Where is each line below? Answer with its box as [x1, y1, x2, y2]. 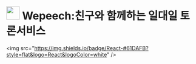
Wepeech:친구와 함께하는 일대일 [22, 9, 178, 23]
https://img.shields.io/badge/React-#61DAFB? [34, 44, 149, 51]
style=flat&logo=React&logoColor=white [6, 51, 107, 58]
